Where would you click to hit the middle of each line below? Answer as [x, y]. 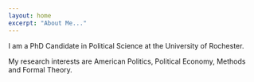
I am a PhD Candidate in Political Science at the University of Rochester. [126, 45]
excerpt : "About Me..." [48, 23]
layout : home [30, 16]
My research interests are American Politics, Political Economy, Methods [127, 61]
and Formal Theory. [41, 69]
